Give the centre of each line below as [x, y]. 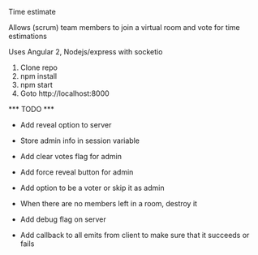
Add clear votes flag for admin [71, 156]
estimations [28, 36]
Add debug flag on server [63, 219]
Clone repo [39, 67]
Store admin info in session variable [80, 140]
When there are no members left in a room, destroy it [108, 203]
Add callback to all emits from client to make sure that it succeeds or [135, 235]
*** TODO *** [32, 109]
